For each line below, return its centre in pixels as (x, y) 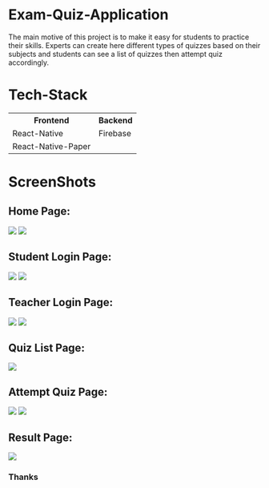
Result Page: (40, 437)
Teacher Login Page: (61, 302)
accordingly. (29, 63)
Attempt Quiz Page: (58, 391)
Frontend (51, 120)
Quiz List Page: (47, 347)
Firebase (115, 133)
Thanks (23, 477)
